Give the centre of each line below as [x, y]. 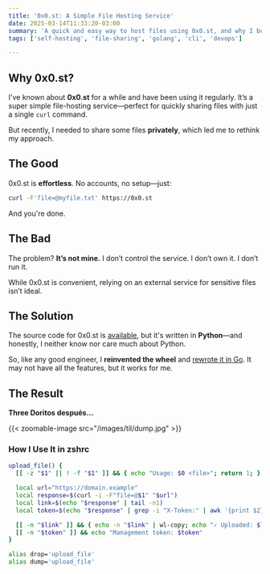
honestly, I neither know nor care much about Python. [97, 344]
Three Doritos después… [51, 413]
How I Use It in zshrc [49, 449]
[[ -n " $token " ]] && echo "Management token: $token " [109, 532]
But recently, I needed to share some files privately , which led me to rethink [134, 130]
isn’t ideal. [25, 291]
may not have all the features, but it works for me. [90, 368]
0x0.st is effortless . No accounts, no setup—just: [90, 183]
